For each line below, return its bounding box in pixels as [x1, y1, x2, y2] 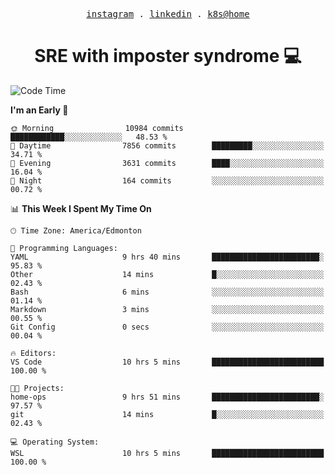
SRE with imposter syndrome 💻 [34, 45, 302, 68]
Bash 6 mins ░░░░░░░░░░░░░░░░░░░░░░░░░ [10, 287, 325, 297]
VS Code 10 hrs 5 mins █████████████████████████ [10, 357, 325, 367]
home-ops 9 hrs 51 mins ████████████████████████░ [10, 392, 325, 402]
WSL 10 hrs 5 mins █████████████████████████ [10, 448, 325, 458]
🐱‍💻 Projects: [10, 383, 65, 393]
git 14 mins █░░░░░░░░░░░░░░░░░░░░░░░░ [10, 409, 325, 419]
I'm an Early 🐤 [10, 104, 69, 116]
